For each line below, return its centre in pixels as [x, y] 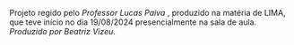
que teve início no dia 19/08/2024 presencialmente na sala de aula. [133, 22]
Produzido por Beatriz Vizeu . [63, 31]
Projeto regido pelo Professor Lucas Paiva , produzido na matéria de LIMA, [147, 13]
